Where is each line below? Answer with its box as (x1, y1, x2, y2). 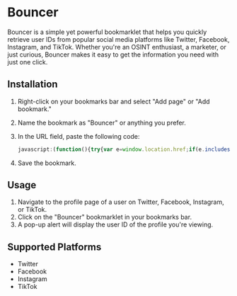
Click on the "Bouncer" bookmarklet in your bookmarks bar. (17, 213, 192, 222)
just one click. (7, 57, 48, 66)
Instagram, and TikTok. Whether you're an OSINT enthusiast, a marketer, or (7, 42, 226, 51)
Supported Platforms (7, 241, 102, 253)
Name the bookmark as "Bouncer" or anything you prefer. (17, 118, 186, 127)
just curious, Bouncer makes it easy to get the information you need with (7, 50, 219, 59)
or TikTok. (17, 205, 47, 214)
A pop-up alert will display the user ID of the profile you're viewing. (17, 220, 214, 229)
